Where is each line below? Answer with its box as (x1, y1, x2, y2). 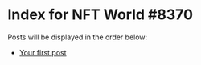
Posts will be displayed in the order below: (7, 32, 148, 42)
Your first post (18, 47, 67, 57)
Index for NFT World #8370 (7, 6, 194, 24)
